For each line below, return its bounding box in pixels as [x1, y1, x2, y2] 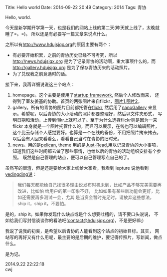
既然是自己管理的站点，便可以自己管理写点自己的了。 [22, 154, 132, 160]
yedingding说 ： [5, 171, 37, 177]
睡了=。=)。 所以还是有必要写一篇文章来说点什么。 [5, 31, 110, 36]
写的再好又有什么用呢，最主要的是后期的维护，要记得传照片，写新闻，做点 [9, 234, 163, 240]
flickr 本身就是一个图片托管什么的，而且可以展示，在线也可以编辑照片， [12, 123, 160, 129]
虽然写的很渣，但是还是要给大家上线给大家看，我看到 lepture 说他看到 [5, 165, 149, 171]
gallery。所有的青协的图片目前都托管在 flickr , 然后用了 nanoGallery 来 [12, 104, 153, 110]
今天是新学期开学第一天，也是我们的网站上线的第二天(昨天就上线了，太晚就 [5, 24, 160, 30]
